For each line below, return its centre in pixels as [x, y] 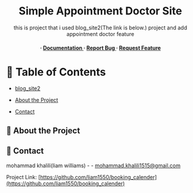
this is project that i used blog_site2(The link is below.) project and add [100, 28]
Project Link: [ [23, 177]
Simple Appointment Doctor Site [100, 11]
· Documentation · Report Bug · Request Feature [100, 48]
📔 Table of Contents [56, 72]
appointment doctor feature [100, 34]
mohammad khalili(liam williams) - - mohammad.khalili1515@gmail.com [94, 165]
